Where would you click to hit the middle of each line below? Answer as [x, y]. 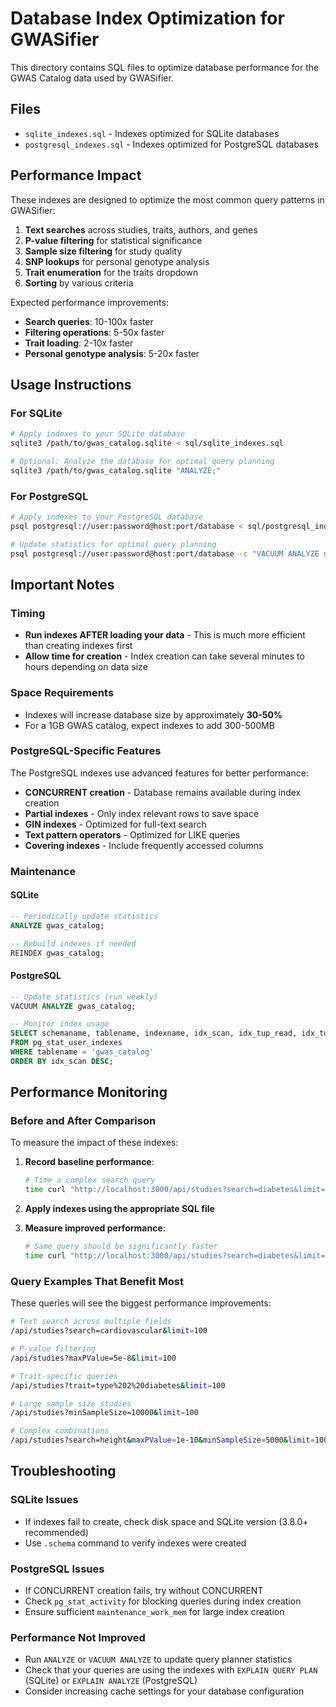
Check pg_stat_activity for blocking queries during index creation [163, 1601]
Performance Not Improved [78, 1637]
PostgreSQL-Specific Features [86, 751]
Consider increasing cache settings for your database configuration [164, 1691]
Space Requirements [62, 693]
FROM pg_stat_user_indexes [66, 1043]
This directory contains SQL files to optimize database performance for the [165, 67]
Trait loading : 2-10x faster [79, 343]
